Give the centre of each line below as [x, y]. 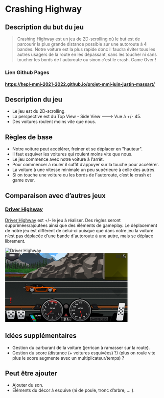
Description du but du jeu [45, 27]
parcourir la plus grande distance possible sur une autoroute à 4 [82, 44]
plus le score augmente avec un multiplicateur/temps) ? [68, 358]
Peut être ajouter [31, 373]
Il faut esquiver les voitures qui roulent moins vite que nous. [72, 154]
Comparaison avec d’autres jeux [56, 195]
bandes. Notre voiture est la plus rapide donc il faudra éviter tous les [86, 49]
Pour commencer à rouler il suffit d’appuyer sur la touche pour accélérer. [85, 165]
